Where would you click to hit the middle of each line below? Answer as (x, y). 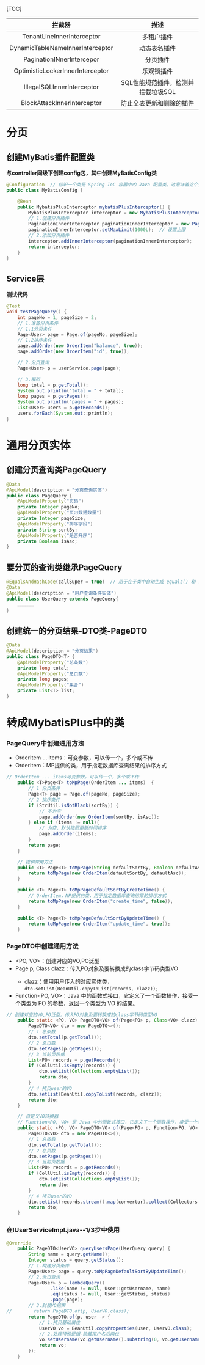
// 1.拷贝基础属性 (59, 1322)
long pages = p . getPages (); (53, 397)
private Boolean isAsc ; (48, 541)
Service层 (25, 278)
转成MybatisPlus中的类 (66, 723)
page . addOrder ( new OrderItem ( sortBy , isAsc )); (99, 817)
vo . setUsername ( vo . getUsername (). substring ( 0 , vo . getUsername (120, 1340)
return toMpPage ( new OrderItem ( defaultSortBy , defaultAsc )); (108, 873)
